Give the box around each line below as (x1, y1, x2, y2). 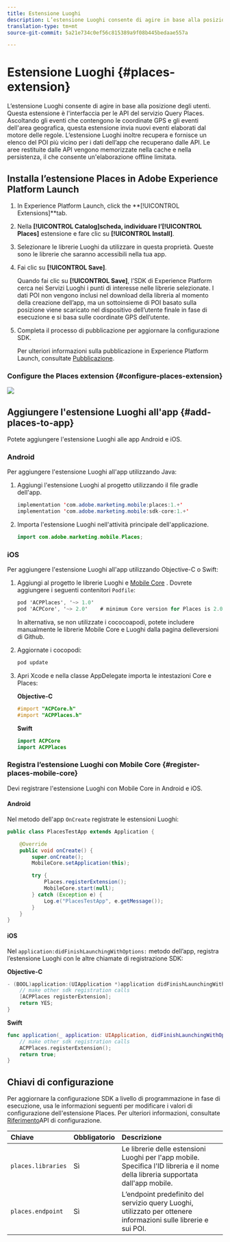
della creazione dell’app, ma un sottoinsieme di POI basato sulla (16, 299, 197, 306)
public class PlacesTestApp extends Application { (7, 828, 155, 835)
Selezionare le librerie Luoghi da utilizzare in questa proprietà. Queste (16, 243, 214, 251)
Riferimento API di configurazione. (7, 1117, 102, 1125)
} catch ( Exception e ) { (31, 891, 103, 898)
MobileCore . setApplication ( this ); (31, 860, 130, 867)
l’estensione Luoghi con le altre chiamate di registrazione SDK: (7, 954, 183, 962)
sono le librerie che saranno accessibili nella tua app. (16, 250, 167, 258)
